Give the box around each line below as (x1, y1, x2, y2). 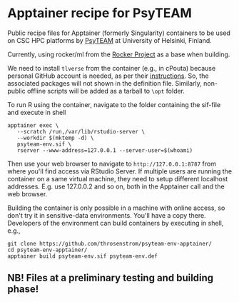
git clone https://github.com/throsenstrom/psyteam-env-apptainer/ (7, 240, 213, 247)
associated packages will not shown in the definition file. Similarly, (7, 79, 202, 87)
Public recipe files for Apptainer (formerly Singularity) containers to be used (7, 29, 230, 37)
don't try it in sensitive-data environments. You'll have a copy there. (7, 211, 206, 219)
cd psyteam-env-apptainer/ (7, 246, 88, 253)
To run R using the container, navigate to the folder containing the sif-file (7, 100, 221, 109)
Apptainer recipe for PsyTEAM (7, 5, 193, 21)
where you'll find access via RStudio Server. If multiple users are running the (7, 166, 233, 176)
